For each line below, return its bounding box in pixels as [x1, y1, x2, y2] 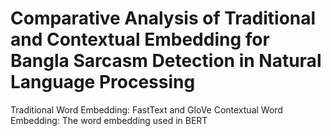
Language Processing [10, 71, 196, 94]
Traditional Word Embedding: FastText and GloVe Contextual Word [10, 103, 283, 116]
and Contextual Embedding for [10, 28, 270, 51]
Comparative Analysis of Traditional [10, 7, 317, 30]
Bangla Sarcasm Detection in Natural [10, 50, 322, 72]
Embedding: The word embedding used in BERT [10, 114, 208, 126]
